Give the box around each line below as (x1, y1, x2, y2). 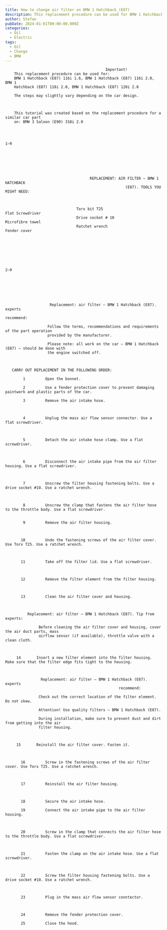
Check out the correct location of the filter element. (38, 695, 157, 699)
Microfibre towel (5, 220, 41, 225)
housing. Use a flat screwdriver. (5, 464, 77, 468)
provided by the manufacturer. (47, 333, 112, 338)
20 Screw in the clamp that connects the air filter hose (20, 829, 162, 834)
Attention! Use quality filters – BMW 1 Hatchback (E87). (38, 707, 162, 712)
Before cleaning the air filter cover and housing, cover (38, 625, 162, 630)
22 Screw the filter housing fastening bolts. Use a (20, 873, 150, 878)
